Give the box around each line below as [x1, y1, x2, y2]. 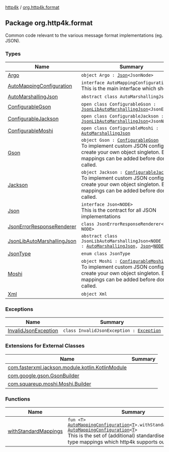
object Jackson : [81, 169, 123, 176]
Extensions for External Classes [5, 343, 85, 350]
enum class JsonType [81, 251, 131, 257]
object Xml [81, 291, 107, 297]
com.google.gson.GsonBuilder [8, 372, 79, 379]
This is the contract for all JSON [81, 207, 157, 214]
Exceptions [5, 306, 34, 313]
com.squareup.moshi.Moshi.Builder [8, 380, 92, 387]
